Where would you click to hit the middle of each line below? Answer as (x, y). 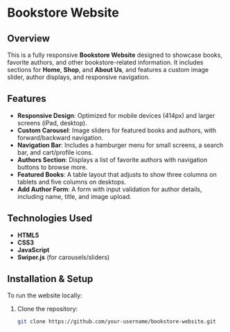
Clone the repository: (47, 309)
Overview (29, 38)
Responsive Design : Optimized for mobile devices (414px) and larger (116, 115)
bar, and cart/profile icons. (55, 152)
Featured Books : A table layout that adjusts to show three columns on (117, 174)
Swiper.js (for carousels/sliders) (63, 257)
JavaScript (33, 250)
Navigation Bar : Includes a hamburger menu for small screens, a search (120, 145)
